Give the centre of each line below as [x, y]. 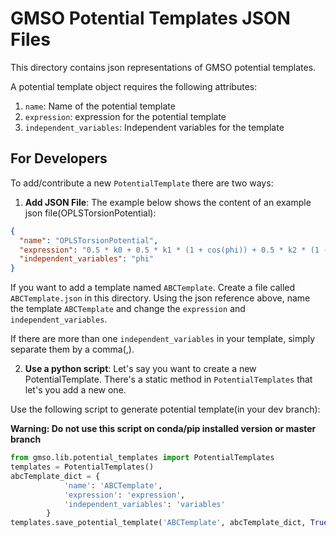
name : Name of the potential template [100, 106]
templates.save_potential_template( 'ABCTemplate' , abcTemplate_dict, [158, 523]
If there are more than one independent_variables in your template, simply [163, 339]
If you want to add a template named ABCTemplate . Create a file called [153, 288]
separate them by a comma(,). [72, 349]
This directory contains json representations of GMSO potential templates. [163, 67]
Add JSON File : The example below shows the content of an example [168, 202]
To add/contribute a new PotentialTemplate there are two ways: [142, 183]
